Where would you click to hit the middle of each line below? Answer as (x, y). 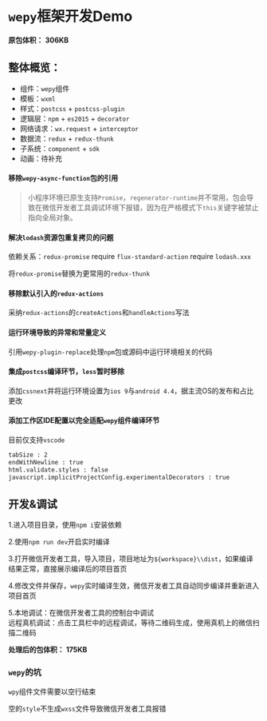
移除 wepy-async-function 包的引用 (63, 178)
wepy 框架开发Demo (71, 16)
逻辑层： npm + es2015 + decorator (75, 118)
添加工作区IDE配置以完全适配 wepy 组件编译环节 (84, 420)
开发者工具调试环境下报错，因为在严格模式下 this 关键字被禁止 (157, 207)
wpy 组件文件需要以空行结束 (52, 691)
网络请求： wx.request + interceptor (79, 128)
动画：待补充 (41, 158)
